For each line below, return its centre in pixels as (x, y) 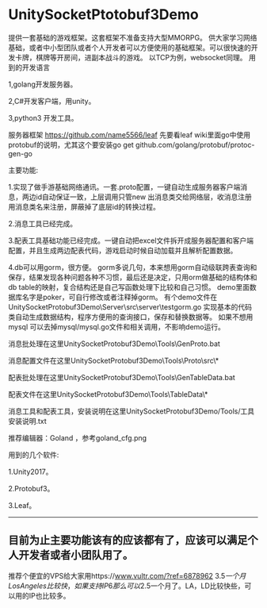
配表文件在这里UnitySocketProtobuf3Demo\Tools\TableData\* (108, 394)
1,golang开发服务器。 (43, 84)
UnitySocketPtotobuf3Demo (104, 15)
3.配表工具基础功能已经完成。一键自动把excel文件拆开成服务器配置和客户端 (131, 241)
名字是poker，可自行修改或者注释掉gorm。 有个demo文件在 (120, 297)
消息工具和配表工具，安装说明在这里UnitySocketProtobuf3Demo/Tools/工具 (132, 411)
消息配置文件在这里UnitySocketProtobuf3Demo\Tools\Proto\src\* (114, 360)
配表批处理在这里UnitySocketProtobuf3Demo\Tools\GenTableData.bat (122, 377)
